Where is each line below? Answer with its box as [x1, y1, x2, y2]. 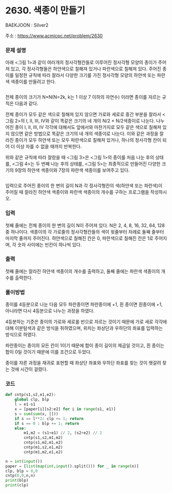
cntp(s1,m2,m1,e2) [24, 440, 63, 445]
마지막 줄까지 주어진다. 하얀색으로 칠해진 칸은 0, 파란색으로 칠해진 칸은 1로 [5, 235, 154, 241]
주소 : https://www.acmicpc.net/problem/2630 [5, 32, 103, 39]
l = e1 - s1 [14, 402, 36, 407]
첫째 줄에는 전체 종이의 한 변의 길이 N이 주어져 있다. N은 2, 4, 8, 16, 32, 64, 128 [5, 222, 165, 229]
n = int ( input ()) [5, 459, 43, 464]
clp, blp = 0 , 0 [5, 468, 38, 473]
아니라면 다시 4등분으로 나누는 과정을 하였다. [5, 308, 95, 314]
